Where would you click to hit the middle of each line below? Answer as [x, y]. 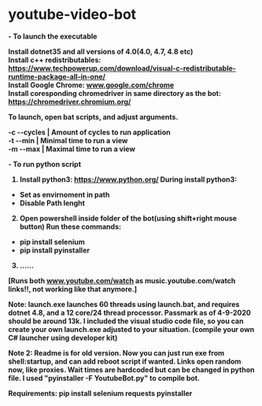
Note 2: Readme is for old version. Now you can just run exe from [116, 352]
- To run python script [44, 164]
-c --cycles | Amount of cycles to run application [89, 132]
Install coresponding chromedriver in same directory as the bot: [115, 93]
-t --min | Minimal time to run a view [68, 140]
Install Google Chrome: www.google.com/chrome [91, 85]
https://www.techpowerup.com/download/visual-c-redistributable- [122, 68]
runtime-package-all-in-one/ [57, 76]
